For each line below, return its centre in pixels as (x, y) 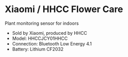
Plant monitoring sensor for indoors (42, 23)
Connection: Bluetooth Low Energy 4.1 (52, 43)
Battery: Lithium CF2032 (38, 49)
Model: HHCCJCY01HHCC (40, 38)
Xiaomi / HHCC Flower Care (64, 9)
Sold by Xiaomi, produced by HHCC (50, 33)
